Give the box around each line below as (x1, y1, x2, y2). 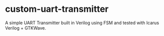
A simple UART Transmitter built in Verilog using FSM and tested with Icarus (5, 20, 159, 26)
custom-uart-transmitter (5, 3, 109, 15)
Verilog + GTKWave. (5, 25, 46, 31)
